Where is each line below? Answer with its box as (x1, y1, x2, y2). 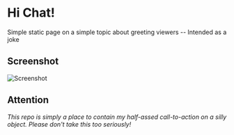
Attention (7, 94, 49, 106)
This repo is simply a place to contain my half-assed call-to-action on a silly (7, 113, 227, 121)
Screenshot (7, 56, 59, 67)
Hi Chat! (7, 5, 56, 21)
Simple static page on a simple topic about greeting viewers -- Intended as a (7, 28, 227, 36)
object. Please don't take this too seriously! (7, 120, 132, 128)
